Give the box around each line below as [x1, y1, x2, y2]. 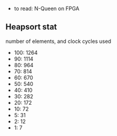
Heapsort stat [5, 22, 57, 32]
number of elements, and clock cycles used [5, 38, 112, 45]
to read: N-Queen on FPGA [14, 5, 80, 12]
